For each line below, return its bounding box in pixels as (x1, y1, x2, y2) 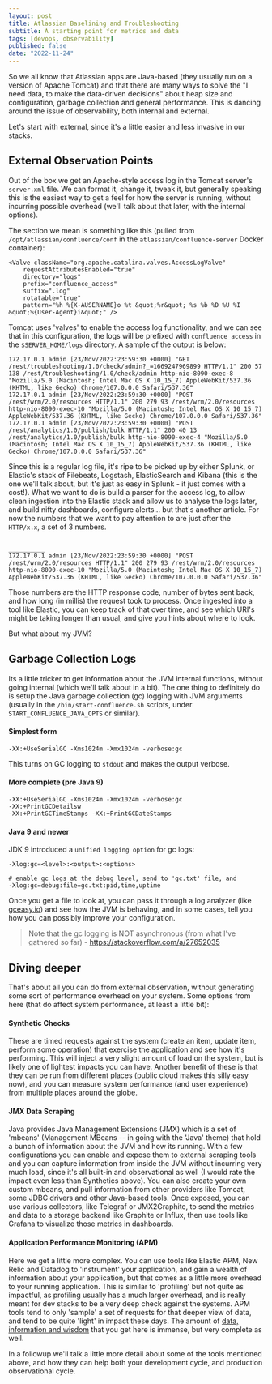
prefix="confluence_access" (23, 280, 117, 288)
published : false (8, 42, 67, 50)
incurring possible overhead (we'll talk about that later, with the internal (8, 201, 246, 211)
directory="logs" (23, 272, 82, 280)
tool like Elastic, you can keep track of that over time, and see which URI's (8, 604, 255, 614)
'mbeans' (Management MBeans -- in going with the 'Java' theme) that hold (8, 1133, 261, 1143)
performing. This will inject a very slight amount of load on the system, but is (8, 1053, 264, 1063)
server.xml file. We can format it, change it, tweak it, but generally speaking (8, 184, 261, 194)
